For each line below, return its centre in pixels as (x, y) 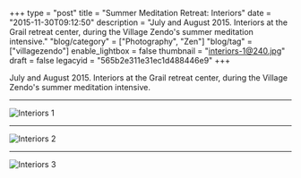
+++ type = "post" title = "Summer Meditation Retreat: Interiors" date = (140, 13)
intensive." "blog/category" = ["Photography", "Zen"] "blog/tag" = (131, 41)
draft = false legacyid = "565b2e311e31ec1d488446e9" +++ (120, 60)
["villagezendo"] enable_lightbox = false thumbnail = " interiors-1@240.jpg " (147, 51)
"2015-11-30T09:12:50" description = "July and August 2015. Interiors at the (149, 22)
